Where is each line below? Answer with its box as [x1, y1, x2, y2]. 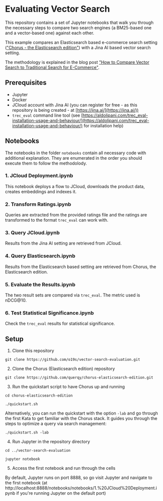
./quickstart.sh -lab [5, 430, 49, 435]
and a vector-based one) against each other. [5, 30, 94, 36]
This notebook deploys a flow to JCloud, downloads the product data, [5, 183, 145, 189]
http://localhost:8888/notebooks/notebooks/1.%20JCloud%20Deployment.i [5, 485, 157, 491]
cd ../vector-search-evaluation [5, 448, 71, 453]
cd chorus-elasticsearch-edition [5, 393, 73, 398]
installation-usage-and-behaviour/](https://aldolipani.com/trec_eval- [12, 117, 149, 123]
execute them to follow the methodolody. [5, 160, 87, 166]
